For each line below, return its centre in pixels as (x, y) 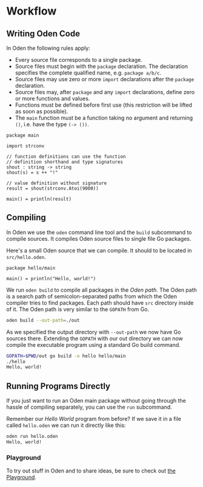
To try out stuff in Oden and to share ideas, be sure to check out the (91, 471)
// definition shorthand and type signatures (65, 162)
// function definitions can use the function (66, 156)
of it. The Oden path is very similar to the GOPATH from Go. (78, 309)
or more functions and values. (52, 99)
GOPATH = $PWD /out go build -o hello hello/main (66, 356)
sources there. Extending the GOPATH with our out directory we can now (95, 338)
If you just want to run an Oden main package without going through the (96, 401)
